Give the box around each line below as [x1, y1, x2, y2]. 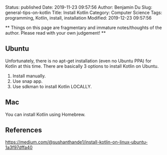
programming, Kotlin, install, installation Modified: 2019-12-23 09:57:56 [5, 15, 152, 21]
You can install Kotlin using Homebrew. [5, 111, 86, 117]
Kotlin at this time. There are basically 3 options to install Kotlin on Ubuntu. [5, 63, 159, 69]
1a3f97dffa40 [5, 144, 33, 150]
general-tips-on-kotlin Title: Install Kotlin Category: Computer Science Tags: [5, 10, 162, 16]
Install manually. [12, 73, 46, 79]
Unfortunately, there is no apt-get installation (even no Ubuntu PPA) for [5, 58, 152, 64]
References [5, 126, 42, 134]
